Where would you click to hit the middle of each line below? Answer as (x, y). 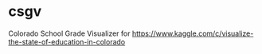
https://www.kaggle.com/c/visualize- (193, 33)
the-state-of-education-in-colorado (67, 41)
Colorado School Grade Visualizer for (69, 33)
